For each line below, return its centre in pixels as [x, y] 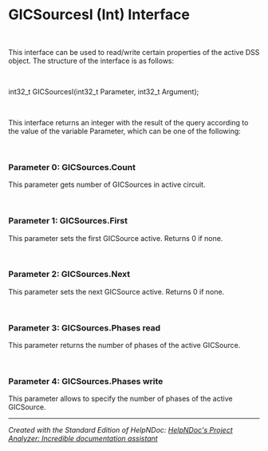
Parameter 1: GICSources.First [68, 221]
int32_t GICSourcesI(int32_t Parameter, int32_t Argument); [104, 91]
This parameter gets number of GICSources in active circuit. [107, 184]
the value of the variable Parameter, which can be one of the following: [124, 131]
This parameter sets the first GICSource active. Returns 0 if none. [116, 238]
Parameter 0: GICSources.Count [72, 167]
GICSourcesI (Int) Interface [99, 15]
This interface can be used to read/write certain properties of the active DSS [134, 52]
